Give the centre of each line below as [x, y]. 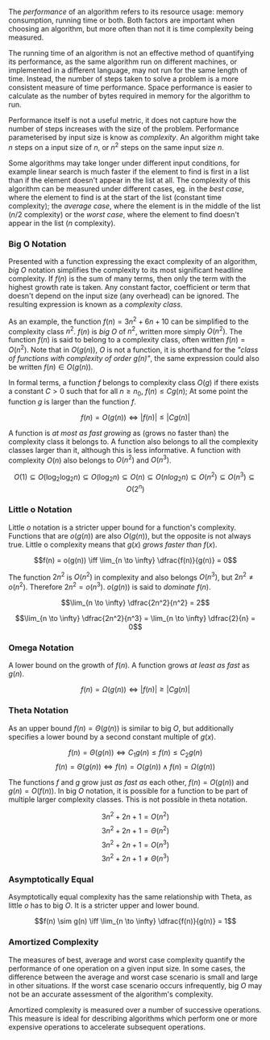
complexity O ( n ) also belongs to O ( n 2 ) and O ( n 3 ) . [90, 459]
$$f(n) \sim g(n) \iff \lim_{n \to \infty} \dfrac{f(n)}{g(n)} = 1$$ [135, 921]
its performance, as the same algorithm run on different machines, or [123, 61]
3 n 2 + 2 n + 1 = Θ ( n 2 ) [135, 830]
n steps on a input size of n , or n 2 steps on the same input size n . [116, 147]
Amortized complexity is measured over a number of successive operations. [135, 1009]
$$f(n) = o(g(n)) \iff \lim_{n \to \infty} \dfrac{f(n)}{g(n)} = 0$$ [135, 560]
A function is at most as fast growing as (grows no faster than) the [119, 433]
